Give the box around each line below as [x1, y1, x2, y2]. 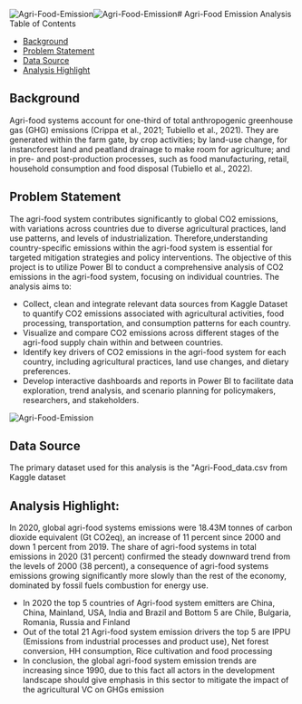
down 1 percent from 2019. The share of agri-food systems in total [9, 542, 257, 553]
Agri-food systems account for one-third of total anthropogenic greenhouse [9, 114, 293, 126]
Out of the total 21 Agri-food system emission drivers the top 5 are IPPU [22, 626, 291, 638]
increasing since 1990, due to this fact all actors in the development [22, 665, 275, 676]
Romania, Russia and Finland [22, 617, 131, 628]
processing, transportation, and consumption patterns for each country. [22, 317, 292, 328]
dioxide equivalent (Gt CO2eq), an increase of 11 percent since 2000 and [9, 532, 281, 543]
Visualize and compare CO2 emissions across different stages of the [22, 327, 279, 338]
